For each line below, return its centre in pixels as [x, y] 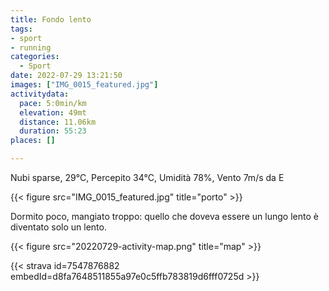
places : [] [33, 141]
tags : [21, 29]
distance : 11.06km [58, 122]
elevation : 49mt [53, 112]
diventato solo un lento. [58, 227]
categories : [35, 57]
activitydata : [40, 94]
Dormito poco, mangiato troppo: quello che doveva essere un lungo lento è [164, 216]
